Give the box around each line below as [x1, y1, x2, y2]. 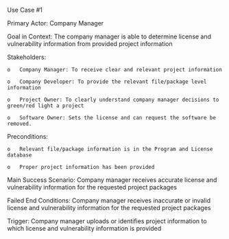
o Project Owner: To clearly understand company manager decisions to [7, 96, 219, 103]
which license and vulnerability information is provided [7, 225, 162, 232]
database [7, 152, 32, 159]
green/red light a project [7, 102, 84, 109]
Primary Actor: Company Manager [7, 19, 104, 27]
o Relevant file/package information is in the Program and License [7, 146, 213, 152]
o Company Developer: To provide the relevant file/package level [7, 78, 207, 85]
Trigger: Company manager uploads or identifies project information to [7, 217, 207, 225]
